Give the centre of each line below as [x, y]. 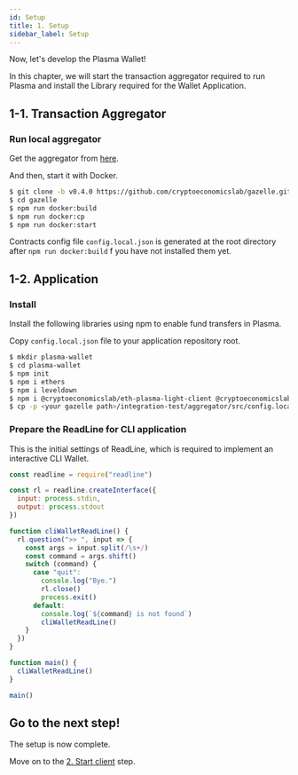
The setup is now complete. [60, 744]
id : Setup [27, 17]
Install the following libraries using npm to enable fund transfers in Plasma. [145, 324]
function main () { [43, 663]
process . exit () [69, 597]
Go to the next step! [65, 723]
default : [49, 605]
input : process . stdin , [59, 499]
